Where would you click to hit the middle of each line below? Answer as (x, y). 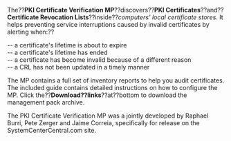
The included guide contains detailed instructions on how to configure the (112, 88)
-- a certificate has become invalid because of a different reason (99, 60)
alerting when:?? (31, 32)
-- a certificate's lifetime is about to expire (67, 45)
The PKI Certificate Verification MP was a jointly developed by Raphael (108, 116)
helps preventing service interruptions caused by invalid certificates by (108, 24)
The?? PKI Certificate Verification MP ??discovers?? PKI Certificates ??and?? (115, 10)
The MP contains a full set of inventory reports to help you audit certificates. (116, 80)
